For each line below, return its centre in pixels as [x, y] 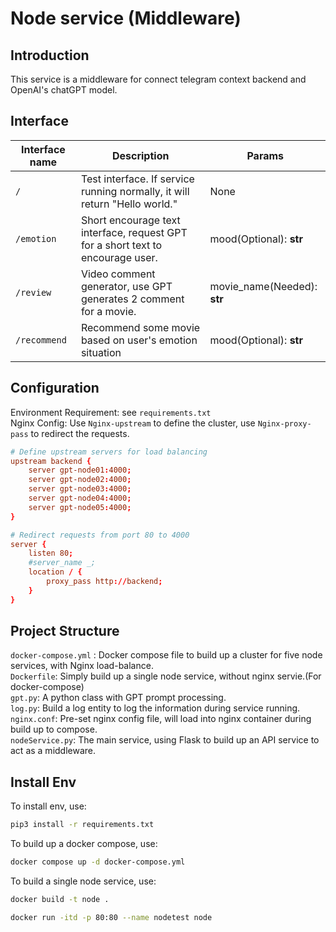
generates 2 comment [132, 299]
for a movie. [108, 311]
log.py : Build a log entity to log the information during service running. [155, 708]
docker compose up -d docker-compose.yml [98, 862]
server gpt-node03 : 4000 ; [80, 489]
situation [101, 352]
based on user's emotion [139, 340]
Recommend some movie [140, 327]
